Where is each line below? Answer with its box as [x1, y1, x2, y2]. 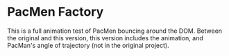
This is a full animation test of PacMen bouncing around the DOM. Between [7, 27, 223, 35]
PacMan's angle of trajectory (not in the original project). [7, 41, 169, 49]
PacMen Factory [7, 4, 104, 20]
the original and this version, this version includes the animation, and [7, 33, 203, 42]
